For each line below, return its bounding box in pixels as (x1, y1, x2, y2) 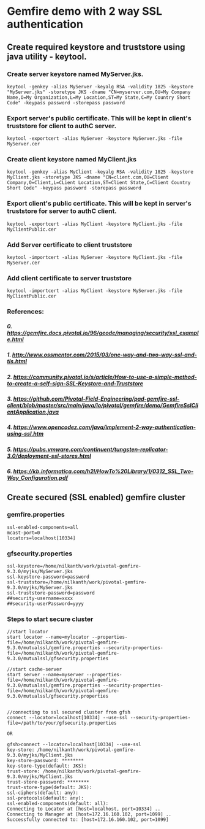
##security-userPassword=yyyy (7, 601, 84, 607)
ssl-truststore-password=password (7, 590, 95, 596)
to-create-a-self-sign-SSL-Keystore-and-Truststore (7, 379, 143, 387)
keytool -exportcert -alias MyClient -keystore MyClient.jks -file (7, 221, 183, 227)
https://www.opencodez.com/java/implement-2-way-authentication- (13, 423, 196, 431)
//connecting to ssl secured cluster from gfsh (7, 709, 131, 715)
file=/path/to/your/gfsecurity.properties (7, 720, 117, 727)
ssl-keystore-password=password (7, 574, 89, 580)
